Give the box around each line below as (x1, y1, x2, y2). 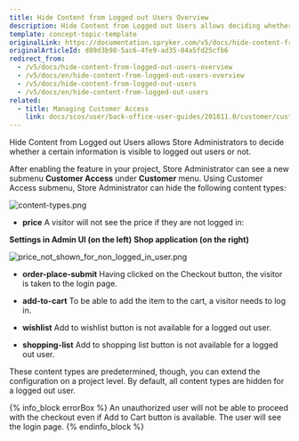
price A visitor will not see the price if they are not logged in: (21, 217, 245, 228)
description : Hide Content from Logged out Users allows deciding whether (9, 21, 293, 30)
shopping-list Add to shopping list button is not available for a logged (21, 339, 279, 350)
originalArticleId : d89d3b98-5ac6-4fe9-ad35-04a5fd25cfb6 (9, 46, 229, 55)
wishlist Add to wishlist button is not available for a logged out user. (21, 323, 271, 333)
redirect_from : (9, 54, 66, 63)
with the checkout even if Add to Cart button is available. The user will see (9, 412, 282, 423)
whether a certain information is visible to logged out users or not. (9, 146, 252, 157)
